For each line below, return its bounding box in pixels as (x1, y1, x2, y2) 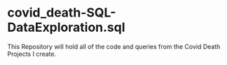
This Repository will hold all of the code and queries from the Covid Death (7, 42, 221, 50)
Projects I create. (7, 50, 57, 58)
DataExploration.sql (7, 19, 125, 35)
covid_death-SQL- (7, 5, 116, 21)
